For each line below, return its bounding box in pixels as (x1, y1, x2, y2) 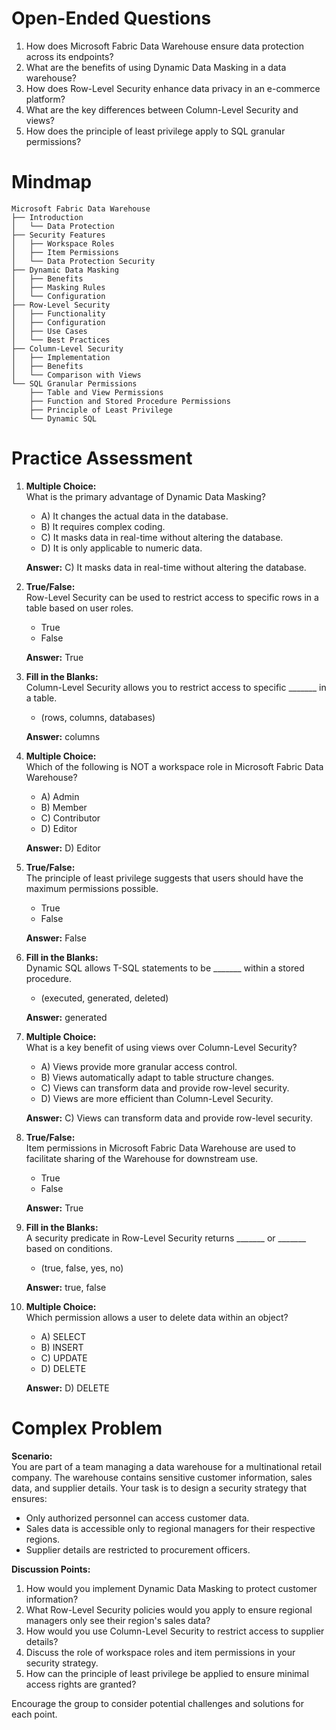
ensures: (11, 1492, 48, 1504)
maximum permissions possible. (25, 882, 159, 894)
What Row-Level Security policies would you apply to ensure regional (25, 1603, 313, 1616)
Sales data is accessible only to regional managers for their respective (25, 1522, 316, 1534)
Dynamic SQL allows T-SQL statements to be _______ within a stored (25, 962, 305, 974)
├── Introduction (11, 212, 84, 222)
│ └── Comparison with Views (11, 370, 142, 380)
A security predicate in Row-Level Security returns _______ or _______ (25, 1232, 307, 1244)
